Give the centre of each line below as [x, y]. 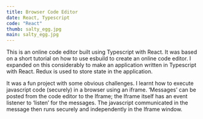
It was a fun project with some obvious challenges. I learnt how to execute [100, 84]
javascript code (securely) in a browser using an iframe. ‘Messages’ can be [101, 90]
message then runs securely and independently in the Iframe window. [94, 109]
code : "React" [25, 23]
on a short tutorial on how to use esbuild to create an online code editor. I [99, 59]
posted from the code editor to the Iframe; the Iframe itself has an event [97, 96]
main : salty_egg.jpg [33, 35]
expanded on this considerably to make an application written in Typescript [101, 65]
